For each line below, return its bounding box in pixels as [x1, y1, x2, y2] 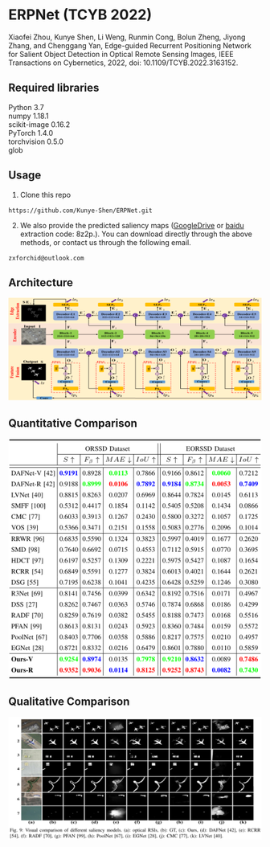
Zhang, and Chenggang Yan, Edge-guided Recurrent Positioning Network [8, 40, 252, 50]
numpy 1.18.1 [8, 111, 49, 121]
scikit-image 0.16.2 [8, 119, 71, 129]
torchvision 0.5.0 [8, 137, 64, 146]
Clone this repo [19, 190, 71, 199]
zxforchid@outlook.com [8, 254, 84, 262]
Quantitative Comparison [8, 416, 138, 430]
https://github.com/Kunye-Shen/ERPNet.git [8, 207, 153, 215]
